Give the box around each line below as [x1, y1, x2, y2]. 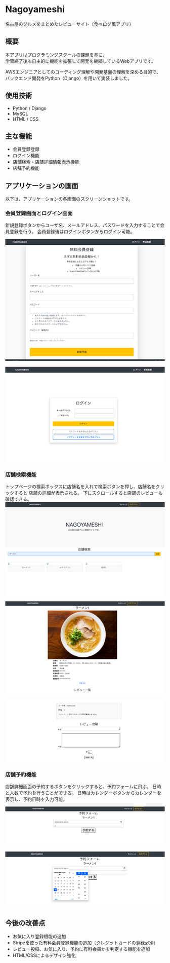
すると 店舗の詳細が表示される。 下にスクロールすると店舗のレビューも [14, 490, 163, 496]
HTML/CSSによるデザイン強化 [12, 952, 76, 958]
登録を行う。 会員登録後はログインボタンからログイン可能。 [9, 229, 135, 235]
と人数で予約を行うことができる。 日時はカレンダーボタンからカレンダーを [5, 790, 162, 796]
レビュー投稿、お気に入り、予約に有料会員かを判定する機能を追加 [12, 946, 150, 952]
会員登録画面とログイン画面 [5, 210, 73, 217]
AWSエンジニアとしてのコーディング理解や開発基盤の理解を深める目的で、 [5, 68, 161, 75]
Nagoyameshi [5, 4, 65, 15]
